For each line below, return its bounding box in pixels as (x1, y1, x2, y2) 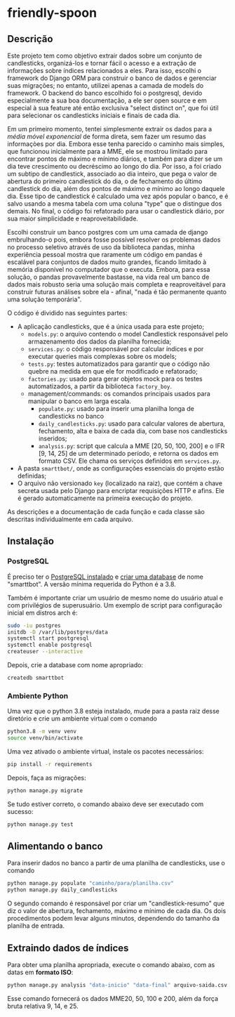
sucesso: (7, 807, 34, 815)
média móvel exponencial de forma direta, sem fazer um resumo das (7, 132, 206, 140)
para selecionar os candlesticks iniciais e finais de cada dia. (7, 111, 180, 119)
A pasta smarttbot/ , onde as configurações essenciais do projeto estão (17, 464, 224, 472)
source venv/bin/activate (7, 735, 83, 742)
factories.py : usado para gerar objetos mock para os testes (27, 374, 203, 383)
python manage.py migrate (7, 787, 83, 794)
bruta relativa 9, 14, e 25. (7, 1002, 79, 1010)
